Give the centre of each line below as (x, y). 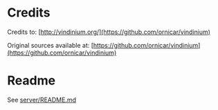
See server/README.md (42, 100)
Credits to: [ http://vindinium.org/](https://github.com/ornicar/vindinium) (109, 32)
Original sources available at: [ (51, 45)
